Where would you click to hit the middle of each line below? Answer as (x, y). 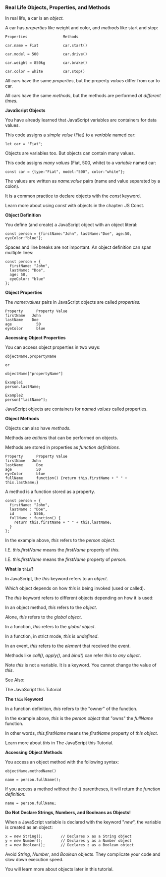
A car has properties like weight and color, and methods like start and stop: (82, 28)
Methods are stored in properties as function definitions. (63, 447)
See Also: (15, 680)
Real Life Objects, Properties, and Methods (58, 7)
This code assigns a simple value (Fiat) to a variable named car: (70, 135)
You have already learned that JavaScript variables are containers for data (81, 120)
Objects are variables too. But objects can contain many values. (70, 153)
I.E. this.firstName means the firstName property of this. (62, 550)
